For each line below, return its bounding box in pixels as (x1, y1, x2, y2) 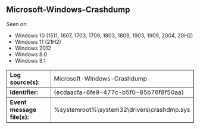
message (10, 105, 37, 114)
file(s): (10, 112, 29, 121)
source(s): (10, 78, 40, 86)
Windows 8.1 (14, 57, 46, 64)
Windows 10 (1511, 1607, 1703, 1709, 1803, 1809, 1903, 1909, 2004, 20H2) (14, 32, 193, 39)
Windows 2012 (14, 44, 52, 51)
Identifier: (10, 88, 39, 96)
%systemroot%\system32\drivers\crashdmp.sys (54, 105, 190, 114)
